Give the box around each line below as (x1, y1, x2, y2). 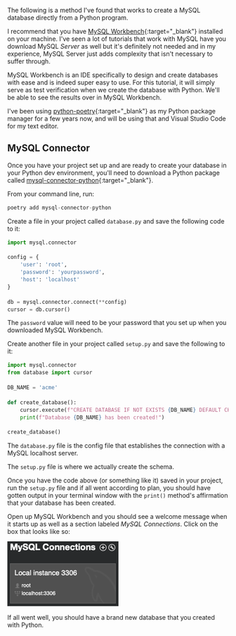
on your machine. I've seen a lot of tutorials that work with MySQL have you (7, 35, 227, 43)
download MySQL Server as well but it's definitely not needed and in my (7, 42, 216, 50)
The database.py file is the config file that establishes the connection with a (7, 441, 225, 450)
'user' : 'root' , (20, 261, 68, 269)
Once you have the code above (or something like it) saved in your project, (7, 476, 223, 485)
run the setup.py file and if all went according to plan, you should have (7, 484, 211, 492)
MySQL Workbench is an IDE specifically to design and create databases (7, 71, 218, 79)
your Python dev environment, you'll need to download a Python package (7, 169, 220, 177)
